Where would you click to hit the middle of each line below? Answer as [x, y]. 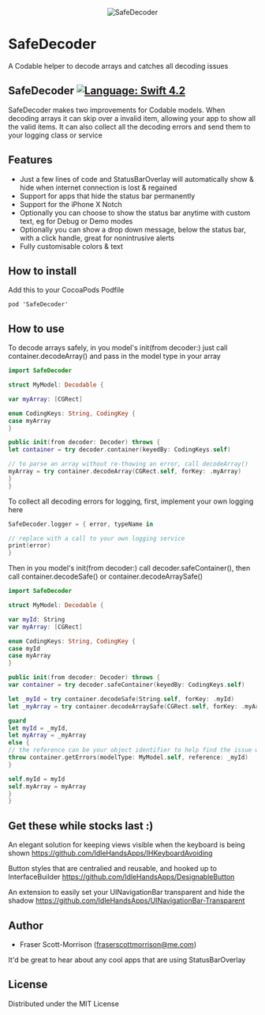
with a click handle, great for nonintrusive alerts [97, 238]
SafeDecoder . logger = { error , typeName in [81, 524]
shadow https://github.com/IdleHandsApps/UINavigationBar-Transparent [127, 900]
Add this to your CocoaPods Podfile [66, 290]
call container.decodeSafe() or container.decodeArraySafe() [106, 576]
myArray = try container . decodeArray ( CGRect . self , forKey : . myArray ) [125, 472]
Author [26, 925]
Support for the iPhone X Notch [71, 204]
